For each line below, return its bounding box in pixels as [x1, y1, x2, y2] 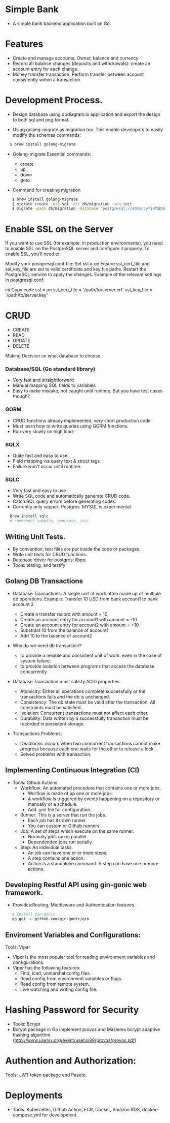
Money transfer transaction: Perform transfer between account [12, 71, 144, 77]
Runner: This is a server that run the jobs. [20, 812, 107, 818]
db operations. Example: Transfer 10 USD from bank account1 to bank [12, 596, 158, 602]
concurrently [20, 669, 47, 675]
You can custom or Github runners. [27, 823, 101, 829]
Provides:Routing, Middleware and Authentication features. [12, 902, 136, 908]
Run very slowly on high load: [12, 428, 74, 434]
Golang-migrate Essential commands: [12, 151, 91, 157]
